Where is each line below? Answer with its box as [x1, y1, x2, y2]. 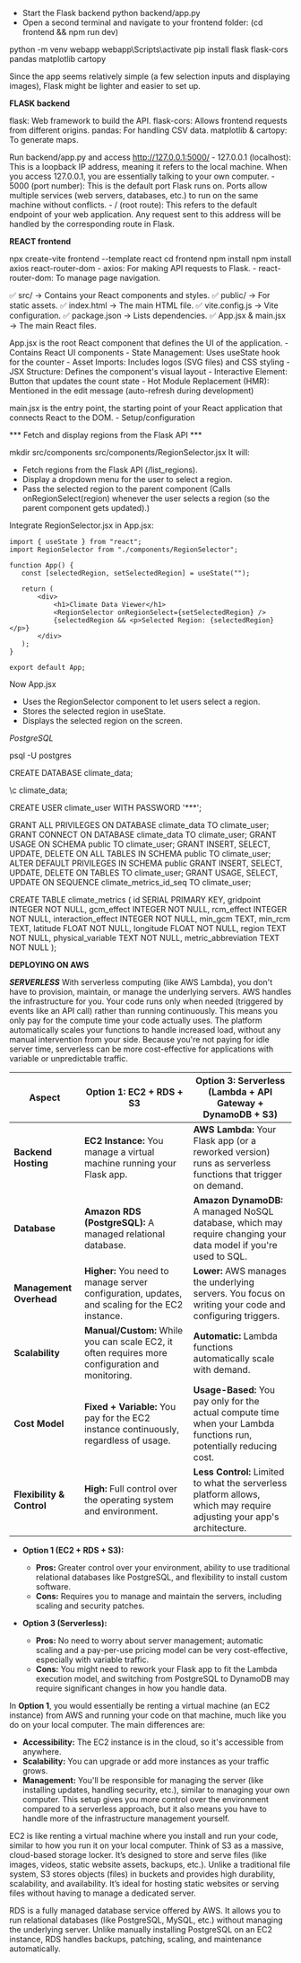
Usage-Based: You [193, 1384, 276, 1395]
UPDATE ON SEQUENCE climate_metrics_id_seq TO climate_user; [9, 877, 252, 887]
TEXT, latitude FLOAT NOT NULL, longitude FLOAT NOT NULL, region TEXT [9, 923, 287, 933]
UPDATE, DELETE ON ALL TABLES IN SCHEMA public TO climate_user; [9, 849, 271, 858]
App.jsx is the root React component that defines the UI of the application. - [9, 338, 289, 348]
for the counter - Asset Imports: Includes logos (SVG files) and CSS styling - [9, 357, 290, 367]
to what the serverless [193, 1477, 288, 1489]
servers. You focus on [193, 1288, 286, 1299]
